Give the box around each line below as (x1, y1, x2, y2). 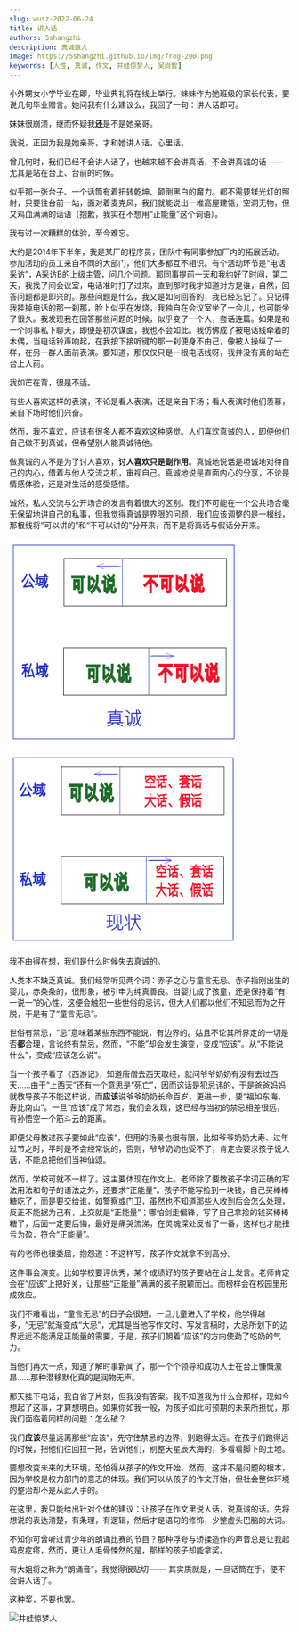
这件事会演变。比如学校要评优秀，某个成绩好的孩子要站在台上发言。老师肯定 (9, 1267, 290, 1278)
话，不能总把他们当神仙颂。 (9, 1155, 111, 1164)
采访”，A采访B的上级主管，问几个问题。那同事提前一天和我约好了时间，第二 (9, 269, 288, 279)
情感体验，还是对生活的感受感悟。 (9, 478, 134, 489)
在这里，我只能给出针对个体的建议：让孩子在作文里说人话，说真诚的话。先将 (9, 1504, 290, 1514)
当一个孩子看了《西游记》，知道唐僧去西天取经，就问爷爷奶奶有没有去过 (9, 1069, 271, 1079)
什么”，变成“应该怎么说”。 (9, 1049, 106, 1060)
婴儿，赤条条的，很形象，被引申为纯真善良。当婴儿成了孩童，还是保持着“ (9, 986, 279, 997)
